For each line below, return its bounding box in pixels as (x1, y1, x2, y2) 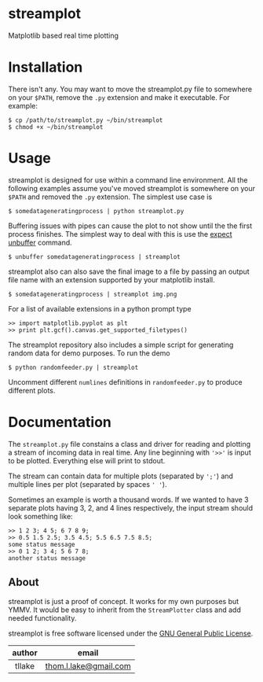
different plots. (8, 385, 56, 395)
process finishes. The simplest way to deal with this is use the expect (8, 229, 233, 238)
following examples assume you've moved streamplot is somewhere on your (8, 183, 256, 193)
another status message (8, 554, 86, 562)
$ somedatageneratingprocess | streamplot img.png (8, 290, 177, 298)
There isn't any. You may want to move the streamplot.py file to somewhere (8, 84, 253, 94)
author (12, 647, 38, 658)
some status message (8, 540, 76, 548)
